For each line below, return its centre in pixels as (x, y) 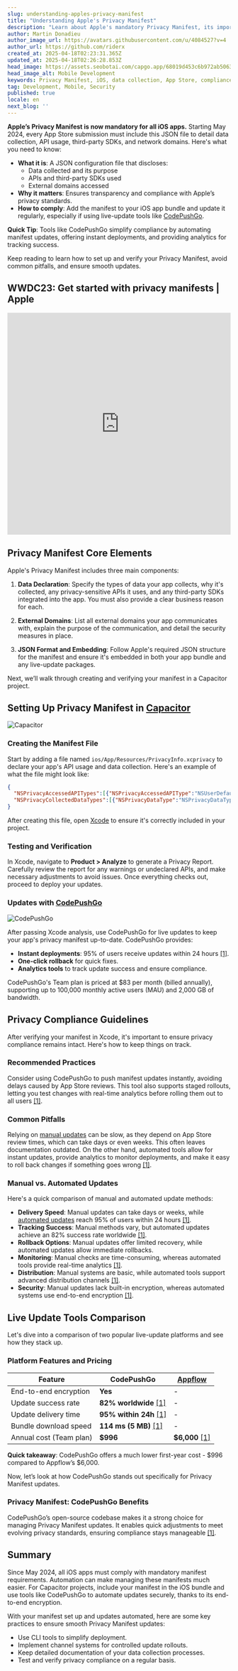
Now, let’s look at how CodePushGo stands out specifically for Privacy (110, 1476)
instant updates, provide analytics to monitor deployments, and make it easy (119, 1158)
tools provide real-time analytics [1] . (70, 1266)
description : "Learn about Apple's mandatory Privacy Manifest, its (110, 27)
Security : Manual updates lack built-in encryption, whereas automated (121, 1288)
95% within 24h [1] (133, 1414)
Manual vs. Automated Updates (63, 1183)
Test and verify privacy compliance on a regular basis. (97, 1660)
